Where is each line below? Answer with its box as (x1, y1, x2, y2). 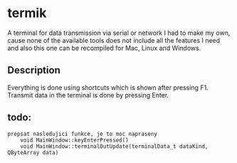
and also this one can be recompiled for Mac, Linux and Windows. (7, 43, 201, 52)
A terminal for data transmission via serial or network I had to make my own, (7, 28, 231, 37)
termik (7, 5, 47, 21)
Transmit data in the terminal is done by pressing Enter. (7, 90, 169, 99)
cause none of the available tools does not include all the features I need (7, 36, 221, 44)
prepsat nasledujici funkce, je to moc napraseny (7, 130, 158, 137)
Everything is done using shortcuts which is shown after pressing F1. (7, 83, 209, 92)
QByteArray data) (7, 149, 59, 156)
